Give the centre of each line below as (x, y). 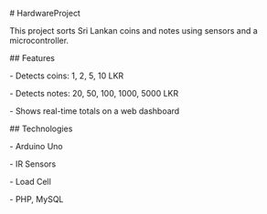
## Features (32, 58)
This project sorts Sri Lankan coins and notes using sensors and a (133, 31)
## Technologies (41, 128)
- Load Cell (31, 182)
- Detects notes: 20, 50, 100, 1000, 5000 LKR (94, 93)
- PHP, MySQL (37, 199)
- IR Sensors (33, 164)
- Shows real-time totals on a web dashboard (95, 111)
